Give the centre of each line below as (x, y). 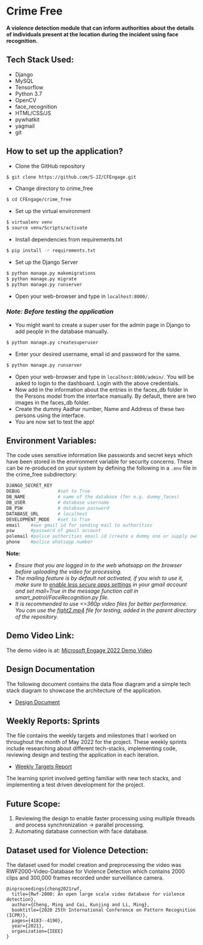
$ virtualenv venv (29, 222)
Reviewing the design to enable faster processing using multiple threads (105, 818)
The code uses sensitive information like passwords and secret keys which (99, 455)
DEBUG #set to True (48, 492)
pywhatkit (27, 119)
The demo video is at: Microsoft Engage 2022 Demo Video (79, 650)
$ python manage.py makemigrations (51, 273)
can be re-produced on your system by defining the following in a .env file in (101, 468)
